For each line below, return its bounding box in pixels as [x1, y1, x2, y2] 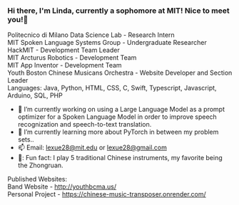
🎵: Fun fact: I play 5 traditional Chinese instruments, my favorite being [17, 154, 223, 162]
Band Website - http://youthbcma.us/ [7, 182, 117, 191]
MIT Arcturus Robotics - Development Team [7, 53, 137, 62]
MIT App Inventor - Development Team [7, 61, 123, 70]
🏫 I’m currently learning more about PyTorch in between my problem [17, 127, 219, 137]
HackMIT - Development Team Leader [7, 46, 120, 55]
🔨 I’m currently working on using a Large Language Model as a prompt [17, 105, 225, 114]
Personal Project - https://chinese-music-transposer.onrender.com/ [7, 190, 207, 199]
